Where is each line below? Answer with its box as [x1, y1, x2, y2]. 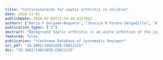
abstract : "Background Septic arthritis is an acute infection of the [5, 30, 151, 34]
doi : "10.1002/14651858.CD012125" [5, 47, 75, 52]
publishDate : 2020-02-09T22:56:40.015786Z [5, 16, 92, 21]
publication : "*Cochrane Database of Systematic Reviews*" [5, 39, 127, 44]
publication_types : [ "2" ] [5, 25, 57, 30]
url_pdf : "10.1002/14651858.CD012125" [5, 43, 83, 48]
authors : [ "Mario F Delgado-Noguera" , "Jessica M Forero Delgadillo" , [5, 20, 151, 26]
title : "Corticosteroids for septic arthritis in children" [5, 7, 130, 12]
